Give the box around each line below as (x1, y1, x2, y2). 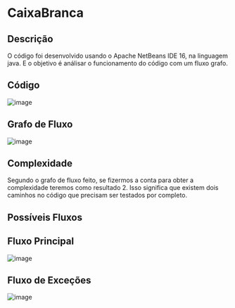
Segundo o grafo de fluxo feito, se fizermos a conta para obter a (7, 176, 194, 184)
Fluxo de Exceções (7, 274, 91, 286)
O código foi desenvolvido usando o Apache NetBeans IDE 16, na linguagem (7, 51, 229, 60)
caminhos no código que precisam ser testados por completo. (7, 191, 188, 200)
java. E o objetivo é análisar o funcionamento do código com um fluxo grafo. (7, 59, 229, 68)
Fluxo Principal (7, 236, 75, 248)
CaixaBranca (7, 5, 84, 21)
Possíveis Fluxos (7, 211, 83, 223)
